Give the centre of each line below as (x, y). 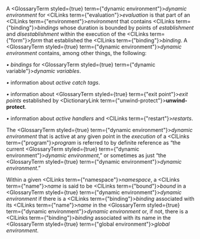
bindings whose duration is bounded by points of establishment (116, 27)
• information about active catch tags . (53, 82)
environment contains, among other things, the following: (76, 53)
